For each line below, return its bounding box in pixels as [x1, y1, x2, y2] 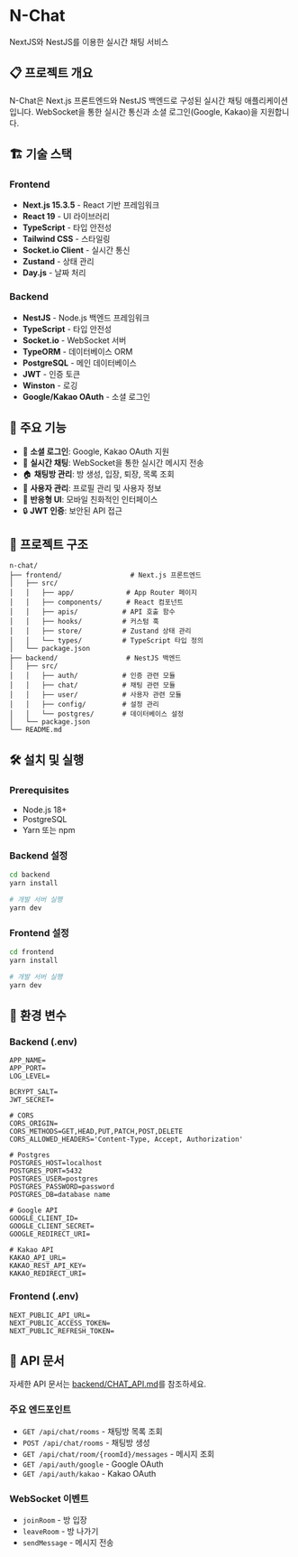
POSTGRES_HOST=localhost [9, 1159, 103, 1168]
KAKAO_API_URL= [9, 1254, 67, 1263]
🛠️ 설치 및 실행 [9, 752, 85, 767]
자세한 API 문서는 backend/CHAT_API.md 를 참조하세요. [9, 1378, 207, 1390]
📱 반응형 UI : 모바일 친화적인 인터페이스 [22, 494, 158, 505]
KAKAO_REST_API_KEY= [9, 1261, 87, 1271]
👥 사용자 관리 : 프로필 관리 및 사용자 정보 [22, 482, 162, 493]
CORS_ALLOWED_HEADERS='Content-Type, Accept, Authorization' [9, 1135, 244, 1145]
